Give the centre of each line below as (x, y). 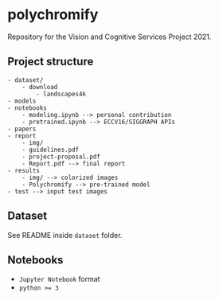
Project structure (51, 62)
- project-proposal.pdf (61, 157)
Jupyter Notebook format (59, 279)
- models (22, 101)
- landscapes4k (61, 94)
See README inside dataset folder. (65, 235)
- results (24, 170)
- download (40, 87)
